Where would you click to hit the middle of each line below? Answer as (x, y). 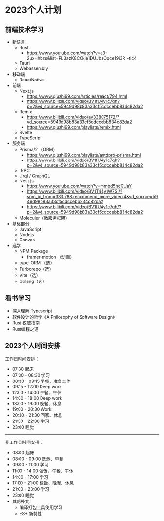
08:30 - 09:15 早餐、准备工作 (41, 381)
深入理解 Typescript (32, 311)
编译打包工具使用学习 (41, 507)
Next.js (27, 91)
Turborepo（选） (36, 269)
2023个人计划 (33, 10)
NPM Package (34, 251)
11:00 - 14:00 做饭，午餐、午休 (43, 471)
